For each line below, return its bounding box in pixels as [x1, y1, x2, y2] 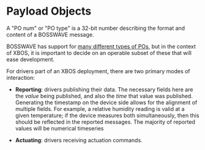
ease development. [6, 55, 55, 63]
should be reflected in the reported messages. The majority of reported [15, 118, 196, 126]
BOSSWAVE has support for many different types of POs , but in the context [6, 43, 196, 50]
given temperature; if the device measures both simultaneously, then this [15, 112, 199, 119]
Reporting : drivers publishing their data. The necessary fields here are [15, 85, 193, 93]
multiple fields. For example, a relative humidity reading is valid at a [15, 105, 185, 112]
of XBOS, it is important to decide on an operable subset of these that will [6, 49, 192, 56]
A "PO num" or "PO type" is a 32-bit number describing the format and [6, 24, 185, 32]
